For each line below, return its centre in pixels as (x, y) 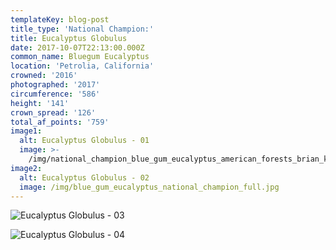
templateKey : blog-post (60, 19)
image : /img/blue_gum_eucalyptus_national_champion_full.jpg (149, 187)
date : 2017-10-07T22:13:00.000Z (77, 47)
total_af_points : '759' (60, 122)
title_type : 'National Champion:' (82, 29)
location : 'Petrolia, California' (82, 66)
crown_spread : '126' (53, 112)
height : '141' (40, 103)
